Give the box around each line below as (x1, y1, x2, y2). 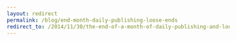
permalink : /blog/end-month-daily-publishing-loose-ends (6, 17, 178, 24)
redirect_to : (6, 23, 45, 30)
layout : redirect (6, 10, 58, 17)
